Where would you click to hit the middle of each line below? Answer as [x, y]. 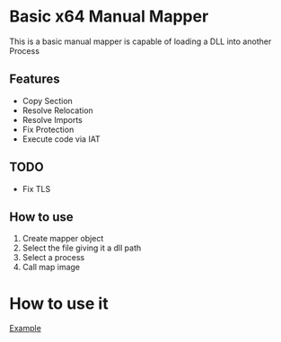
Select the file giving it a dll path [82, 248]
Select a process [53, 258]
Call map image [51, 267]
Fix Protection [48, 129]
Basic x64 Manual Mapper [109, 17]
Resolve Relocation [58, 110]
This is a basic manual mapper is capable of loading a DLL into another [140, 41]
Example [26, 329]
